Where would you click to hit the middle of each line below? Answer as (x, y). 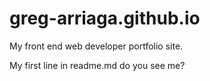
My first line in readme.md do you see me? (97, 65)
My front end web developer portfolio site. (96, 46)
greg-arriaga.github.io (105, 18)
